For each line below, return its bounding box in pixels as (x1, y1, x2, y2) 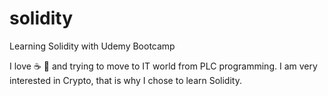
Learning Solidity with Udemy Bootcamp (9, 40, 176, 52)
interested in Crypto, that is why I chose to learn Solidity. (9, 74, 242, 86)
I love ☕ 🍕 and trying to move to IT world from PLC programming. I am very (9, 60, 318, 72)
